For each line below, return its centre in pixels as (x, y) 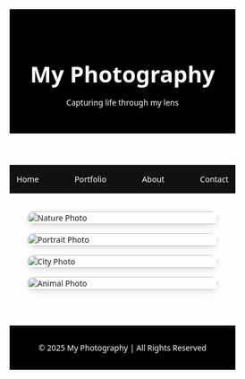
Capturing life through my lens (122, 103)
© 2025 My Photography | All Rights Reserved (122, 348)
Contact (214, 179)
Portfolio (91, 179)
